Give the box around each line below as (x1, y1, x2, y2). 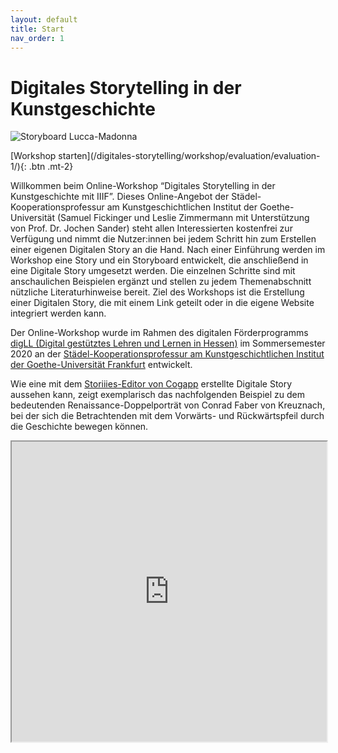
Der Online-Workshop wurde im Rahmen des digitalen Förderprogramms (10, 327, 309, 339)
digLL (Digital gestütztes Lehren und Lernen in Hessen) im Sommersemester (10, 337, 326, 350)
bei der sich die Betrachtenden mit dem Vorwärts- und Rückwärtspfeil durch (10, 410, 325, 422)
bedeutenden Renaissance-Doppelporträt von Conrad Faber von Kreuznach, (10, 399, 326, 411)
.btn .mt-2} (28, 161, 74, 173)
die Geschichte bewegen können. (10, 421, 149, 433)
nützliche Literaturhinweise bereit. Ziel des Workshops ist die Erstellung (10, 286, 305, 298)
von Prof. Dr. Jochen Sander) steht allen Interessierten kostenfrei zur (10, 222, 293, 235)
